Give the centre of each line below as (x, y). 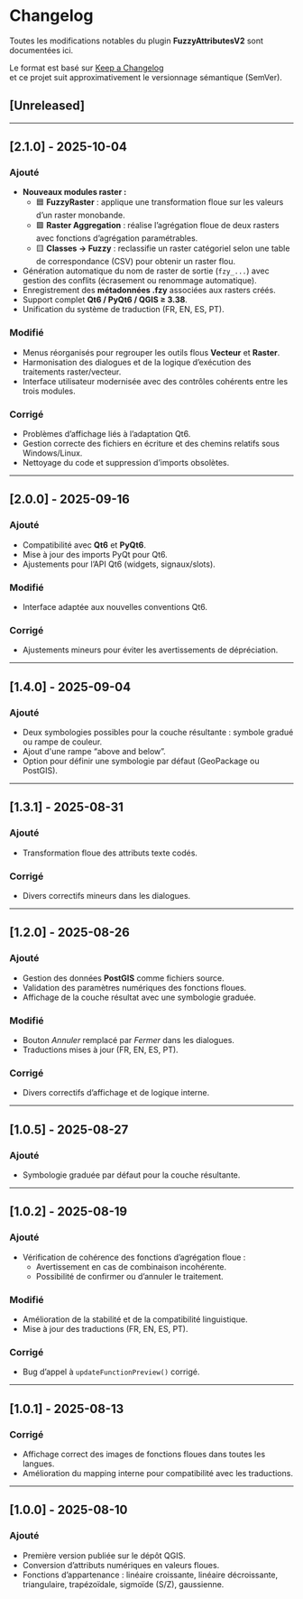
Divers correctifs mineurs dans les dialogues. (106, 895)
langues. (38, 1464)
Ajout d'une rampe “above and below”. (94, 751)
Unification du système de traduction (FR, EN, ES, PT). (124, 310)
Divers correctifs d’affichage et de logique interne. (116, 1093)
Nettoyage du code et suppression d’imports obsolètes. (126, 463)
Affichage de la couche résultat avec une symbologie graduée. (139, 997)
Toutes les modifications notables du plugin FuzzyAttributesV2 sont (137, 41)
